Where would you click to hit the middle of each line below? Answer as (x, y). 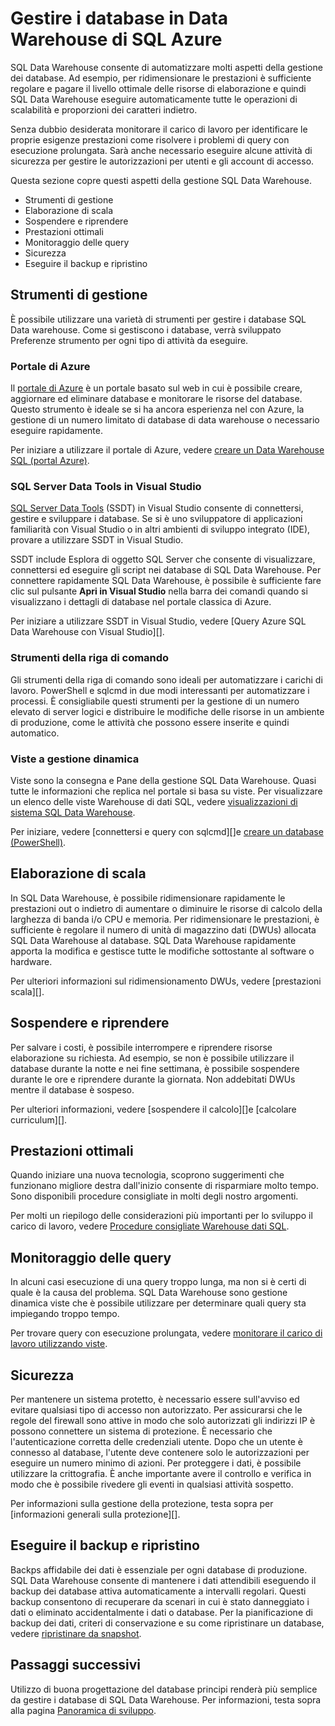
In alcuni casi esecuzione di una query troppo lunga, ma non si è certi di (158, 1282)
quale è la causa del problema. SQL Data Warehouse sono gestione (149, 1293)
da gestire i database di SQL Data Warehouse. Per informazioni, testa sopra (166, 1699)
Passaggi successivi (76, 1665)
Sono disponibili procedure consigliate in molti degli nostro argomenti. (154, 1196)
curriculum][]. (39, 1119)
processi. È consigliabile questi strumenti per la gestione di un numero (155, 701)
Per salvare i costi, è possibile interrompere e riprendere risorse (141, 1047)
